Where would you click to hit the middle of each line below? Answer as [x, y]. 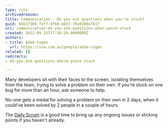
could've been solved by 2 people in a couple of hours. [62, 105]
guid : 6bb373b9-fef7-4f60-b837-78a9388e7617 [52, 24]
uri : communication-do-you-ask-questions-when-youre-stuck [68, 28]
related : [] [18, 51]
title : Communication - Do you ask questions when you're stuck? [75, 19]
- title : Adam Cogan [27, 42]
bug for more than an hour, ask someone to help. [56, 90]
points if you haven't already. [35, 120]
